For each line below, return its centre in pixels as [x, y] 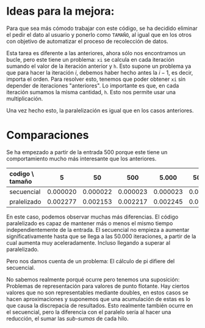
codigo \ [22, 174]
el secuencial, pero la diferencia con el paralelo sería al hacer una [89, 312]
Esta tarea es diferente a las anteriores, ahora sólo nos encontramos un [96, 53]
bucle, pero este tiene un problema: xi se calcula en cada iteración [91, 59]
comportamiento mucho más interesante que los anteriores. [81, 158]
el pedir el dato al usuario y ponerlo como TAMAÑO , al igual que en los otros [99, 34]
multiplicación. [25, 99]
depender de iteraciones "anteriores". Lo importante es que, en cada [93, 85]
